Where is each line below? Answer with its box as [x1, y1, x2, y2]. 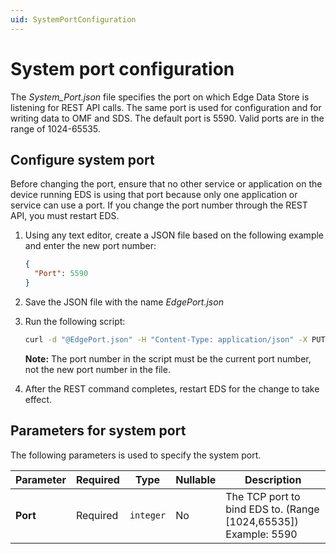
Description [244, 472, 302, 486]
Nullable [175, 472, 217, 486]
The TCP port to [225, 489, 301, 503]
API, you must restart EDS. [10, 210, 120, 222]
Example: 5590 [225, 527, 298, 541]
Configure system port [10, 151, 155, 168]
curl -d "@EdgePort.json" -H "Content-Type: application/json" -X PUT [24, 335, 326, 345]
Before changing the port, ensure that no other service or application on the [10, 178, 323, 190]
